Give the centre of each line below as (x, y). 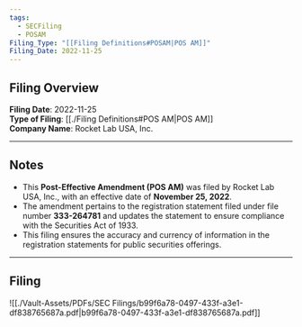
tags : (19, 18)
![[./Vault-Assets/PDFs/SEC (60, 303)
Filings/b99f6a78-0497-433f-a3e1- (178, 303)
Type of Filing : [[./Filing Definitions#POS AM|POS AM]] (111, 119)
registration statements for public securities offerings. (122, 244)
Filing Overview (54, 88)
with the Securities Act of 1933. (80, 225)
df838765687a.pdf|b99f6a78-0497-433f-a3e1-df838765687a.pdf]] (135, 313)
